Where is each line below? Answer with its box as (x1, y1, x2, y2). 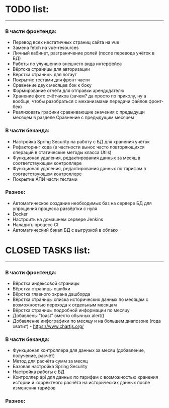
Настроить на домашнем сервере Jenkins (12, 216, 104, 222)
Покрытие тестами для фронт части (12, 77, 90, 83)
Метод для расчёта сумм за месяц (12, 358, 88, 364)
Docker (12, 211, 28, 217)
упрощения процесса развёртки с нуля (12, 206, 97, 212)
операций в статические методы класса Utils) (12, 149, 112, 155)
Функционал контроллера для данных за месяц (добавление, (12, 347, 145, 353)
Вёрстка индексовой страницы (12, 280, 79, 286)
